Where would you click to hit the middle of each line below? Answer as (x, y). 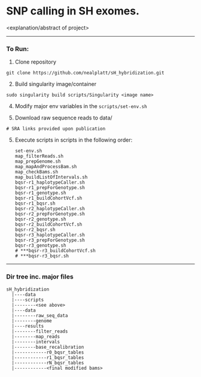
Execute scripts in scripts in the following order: (74, 140)
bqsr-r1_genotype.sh (40, 193)
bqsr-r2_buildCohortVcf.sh (48, 225)
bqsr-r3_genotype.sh (40, 246)
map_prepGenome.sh (38, 161)
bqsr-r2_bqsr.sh (35, 230)
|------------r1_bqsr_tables (48, 357)
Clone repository (36, 62)
